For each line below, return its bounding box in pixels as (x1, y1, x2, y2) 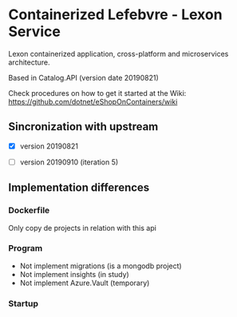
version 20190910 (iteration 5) (19, 157, 119, 167)
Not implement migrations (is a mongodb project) (19, 261, 182, 271)
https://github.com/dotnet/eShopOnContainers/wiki (8, 97, 178, 106)
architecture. (8, 57, 50, 67)
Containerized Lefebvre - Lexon (8, 6, 223, 24)
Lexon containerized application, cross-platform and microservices (8, 49, 229, 58)
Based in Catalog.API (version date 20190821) (8, 73, 160, 82)
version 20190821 (19, 141, 78, 151)
